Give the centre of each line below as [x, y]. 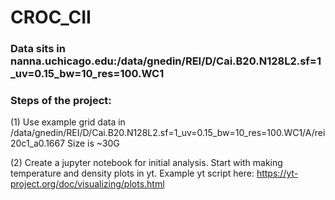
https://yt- [277, 173]
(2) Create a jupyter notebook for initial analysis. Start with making [146, 163]
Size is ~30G [93, 143]
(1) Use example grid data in [68, 122]
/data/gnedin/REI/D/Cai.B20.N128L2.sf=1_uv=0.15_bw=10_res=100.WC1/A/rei [168, 133]
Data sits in [38, 49]
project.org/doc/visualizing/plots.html [87, 184]
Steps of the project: [61, 101]
